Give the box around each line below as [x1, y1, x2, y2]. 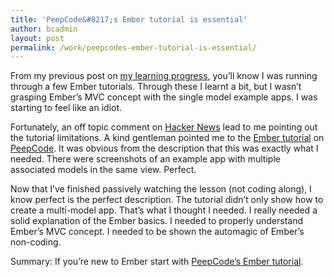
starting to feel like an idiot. [10, 102, 123, 114]
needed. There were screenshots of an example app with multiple [10, 153, 281, 165]
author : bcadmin [10, 24, 78, 34]
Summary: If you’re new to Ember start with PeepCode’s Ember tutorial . [10, 256, 304, 268]
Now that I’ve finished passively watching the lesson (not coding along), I [10, 183, 312, 195]
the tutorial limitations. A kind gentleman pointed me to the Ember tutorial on [10, 132, 325, 144]
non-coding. [10, 236, 62, 248]
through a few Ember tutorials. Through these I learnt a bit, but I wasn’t [10, 81, 302, 93]
